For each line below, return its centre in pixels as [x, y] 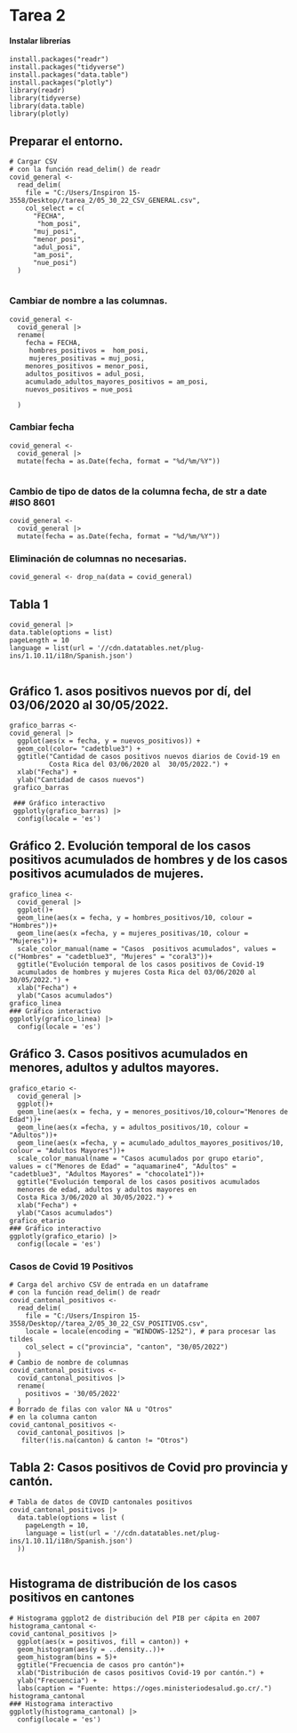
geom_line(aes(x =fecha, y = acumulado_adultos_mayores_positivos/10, [151, 1143]
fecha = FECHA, [53, 343]
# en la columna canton [53, 1417]
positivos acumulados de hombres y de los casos [148, 860]
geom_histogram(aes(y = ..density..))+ [91, 1649]
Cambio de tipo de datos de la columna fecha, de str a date [138, 491]
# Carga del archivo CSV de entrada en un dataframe [109, 1285]
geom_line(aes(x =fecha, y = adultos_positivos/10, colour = [133, 1127]
